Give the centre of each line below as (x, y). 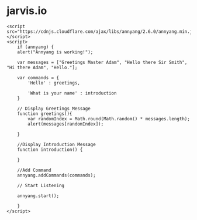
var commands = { (38, 77)
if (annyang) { (36, 47)
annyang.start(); (38, 196)
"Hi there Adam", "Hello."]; (42, 67)
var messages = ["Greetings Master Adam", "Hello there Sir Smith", (102, 62)
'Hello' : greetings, (54, 83)
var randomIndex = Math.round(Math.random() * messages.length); (109, 119)
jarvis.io (27, 11)
